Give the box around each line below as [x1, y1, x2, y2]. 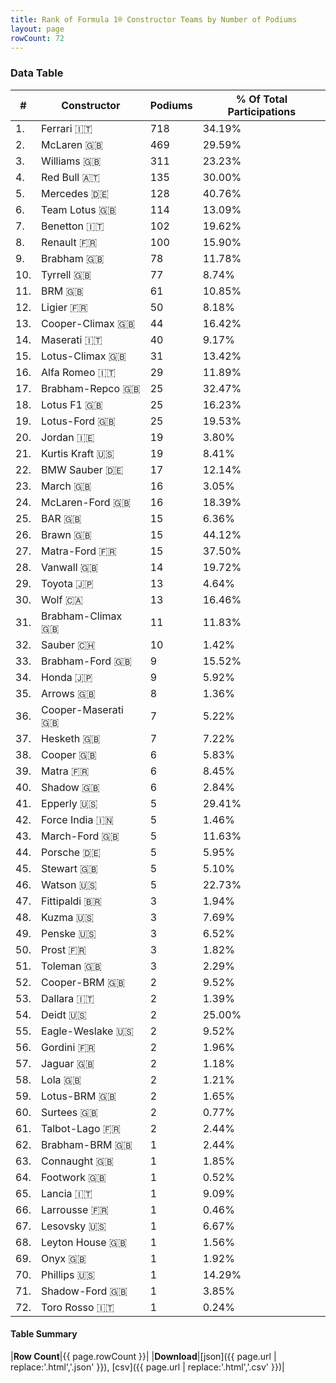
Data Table [10, 66, 64, 80]
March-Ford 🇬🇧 [41, 829, 120, 843]
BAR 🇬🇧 [41, 511, 82, 525]
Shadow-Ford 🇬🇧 [41, 1284, 128, 1298]
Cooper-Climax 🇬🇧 [41, 316, 136, 330]
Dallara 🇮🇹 [41, 991, 95, 1005]
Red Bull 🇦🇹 [41, 170, 100, 184]
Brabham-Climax [41, 609, 123, 623]
